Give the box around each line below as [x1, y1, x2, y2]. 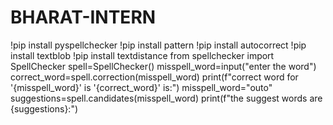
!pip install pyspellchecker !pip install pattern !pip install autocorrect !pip [10, 39, 307, 51]
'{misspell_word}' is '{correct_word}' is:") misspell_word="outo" [10, 81, 273, 93]
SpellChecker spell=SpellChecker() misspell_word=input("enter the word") [10, 60, 317, 72]
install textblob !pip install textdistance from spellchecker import [10, 49, 275, 61]
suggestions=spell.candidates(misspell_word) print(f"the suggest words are [10, 92, 323, 104]
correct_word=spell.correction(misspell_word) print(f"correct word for [10, 71, 299, 83]
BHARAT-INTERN [10, 6, 157, 29]
